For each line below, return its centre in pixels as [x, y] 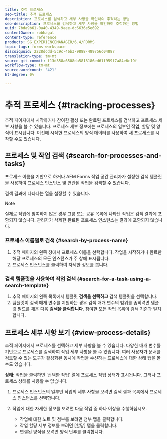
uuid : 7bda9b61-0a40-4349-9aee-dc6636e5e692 [52, 28]
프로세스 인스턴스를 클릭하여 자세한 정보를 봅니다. [60, 264]
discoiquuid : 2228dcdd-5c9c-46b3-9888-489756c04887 [60, 51]
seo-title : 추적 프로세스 [29, 14]
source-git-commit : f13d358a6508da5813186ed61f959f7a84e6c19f [71, 61]
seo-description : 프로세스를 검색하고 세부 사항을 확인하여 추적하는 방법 [72, 24]
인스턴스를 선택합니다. [39, 398]
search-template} [27, 285]
